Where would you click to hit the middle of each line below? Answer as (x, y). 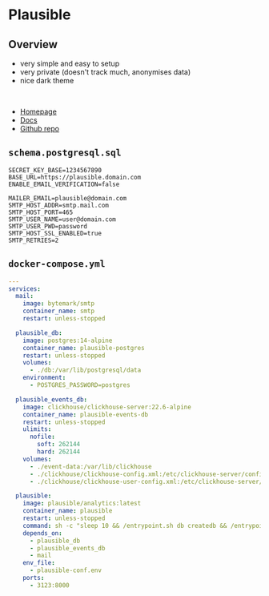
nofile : (42, 437)
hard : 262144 (59, 452)
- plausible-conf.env (66, 570)
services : (25, 289)
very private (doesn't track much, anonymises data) (105, 72)
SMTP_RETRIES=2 (34, 240)
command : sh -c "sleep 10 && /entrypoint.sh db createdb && (125, 526)
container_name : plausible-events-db (86, 414)
